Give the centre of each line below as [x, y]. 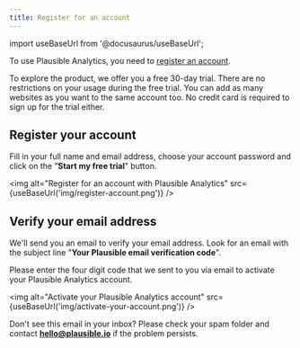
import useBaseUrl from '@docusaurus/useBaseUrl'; [106, 43]
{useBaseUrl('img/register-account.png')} [87, 193]
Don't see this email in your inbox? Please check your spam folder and [139, 324]
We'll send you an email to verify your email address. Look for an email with [149, 243]
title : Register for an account [70, 18]
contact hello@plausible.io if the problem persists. [104, 334]
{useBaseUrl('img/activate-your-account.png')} [97, 307]
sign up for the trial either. [57, 107]
